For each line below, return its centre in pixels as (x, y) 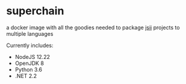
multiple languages (30, 33)
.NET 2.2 (26, 76)
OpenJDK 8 (29, 63)
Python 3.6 (28, 69)
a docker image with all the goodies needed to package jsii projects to (93, 27)
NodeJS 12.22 (32, 57)
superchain (35, 11)
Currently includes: (30, 45)
